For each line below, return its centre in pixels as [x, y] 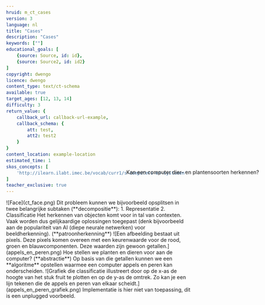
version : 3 [19, 18]
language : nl [22, 25]
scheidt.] [129, 283]
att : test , [40, 130]
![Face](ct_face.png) [31, 203]
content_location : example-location [51, 155]
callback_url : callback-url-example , [63, 117]
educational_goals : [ [33, 50]
